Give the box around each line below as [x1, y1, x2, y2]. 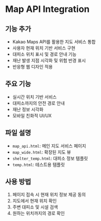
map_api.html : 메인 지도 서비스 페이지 [12, 143, 86, 149]
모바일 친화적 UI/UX [12, 112, 52, 118]
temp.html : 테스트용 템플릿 [12, 161, 65, 168]
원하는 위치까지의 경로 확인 [12, 211, 65, 217]
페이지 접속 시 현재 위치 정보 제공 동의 [12, 192, 86, 198]
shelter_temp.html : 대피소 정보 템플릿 [12, 155, 88, 161]
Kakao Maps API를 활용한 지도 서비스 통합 [12, 39, 96, 44]
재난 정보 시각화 [12, 106, 43, 112]
